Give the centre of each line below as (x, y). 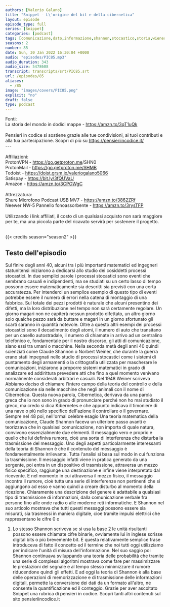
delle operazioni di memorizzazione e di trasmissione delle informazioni (87, 577)
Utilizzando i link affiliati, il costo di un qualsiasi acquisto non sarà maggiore (84, 216)
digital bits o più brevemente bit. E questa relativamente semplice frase (87, 539)
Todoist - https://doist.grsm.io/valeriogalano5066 (57, 173)
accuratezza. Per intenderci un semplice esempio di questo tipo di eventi (81, 292)
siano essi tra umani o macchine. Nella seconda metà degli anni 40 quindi (82, 346)
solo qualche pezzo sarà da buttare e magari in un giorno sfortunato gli (79, 319)
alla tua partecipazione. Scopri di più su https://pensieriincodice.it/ (75, 141)
